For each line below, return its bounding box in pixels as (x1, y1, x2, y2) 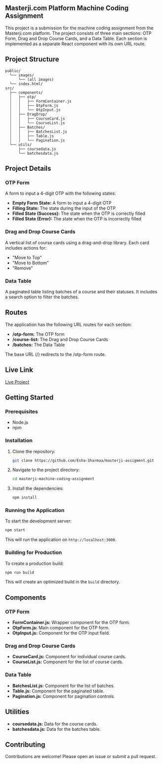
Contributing (5, 740, 45, 749)
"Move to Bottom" (12, 260, 49, 266)
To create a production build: (5, 560, 64, 566)
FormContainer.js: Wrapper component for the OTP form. (12, 620, 130, 625)
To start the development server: (5, 518, 72, 524)
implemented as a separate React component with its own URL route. (5, 41, 146, 47)
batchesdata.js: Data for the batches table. (12, 726, 101, 732)
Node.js (12, 419, 29, 425)
